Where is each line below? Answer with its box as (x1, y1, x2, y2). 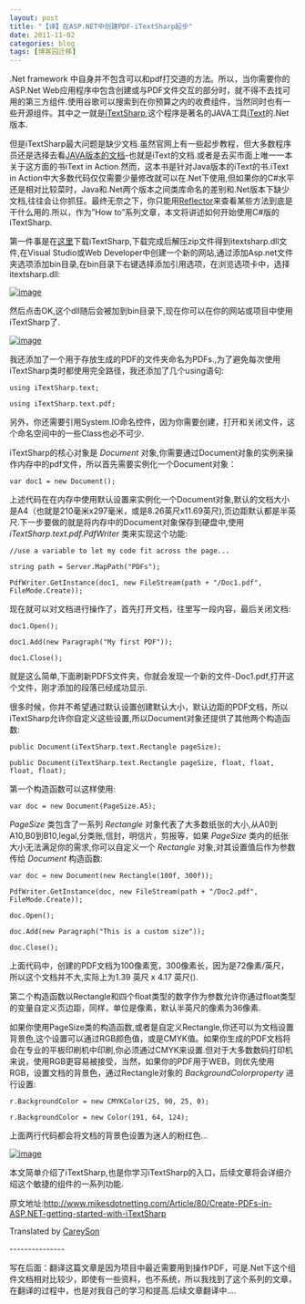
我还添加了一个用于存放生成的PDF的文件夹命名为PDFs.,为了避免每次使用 (9, 354, 281, 365)
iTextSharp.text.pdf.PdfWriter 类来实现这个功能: (9, 528, 188, 539)
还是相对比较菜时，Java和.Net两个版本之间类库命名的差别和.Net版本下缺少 (9, 184, 290, 195)
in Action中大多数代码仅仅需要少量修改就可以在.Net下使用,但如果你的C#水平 (9, 172, 295, 183)
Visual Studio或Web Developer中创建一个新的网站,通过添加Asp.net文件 (27, 247, 294, 258)
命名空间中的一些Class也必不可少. (16, 428, 145, 439)
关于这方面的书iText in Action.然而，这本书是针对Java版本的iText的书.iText (9, 161, 290, 172)
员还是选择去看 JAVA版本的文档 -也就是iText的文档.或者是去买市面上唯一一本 (9, 150, 293, 160)
